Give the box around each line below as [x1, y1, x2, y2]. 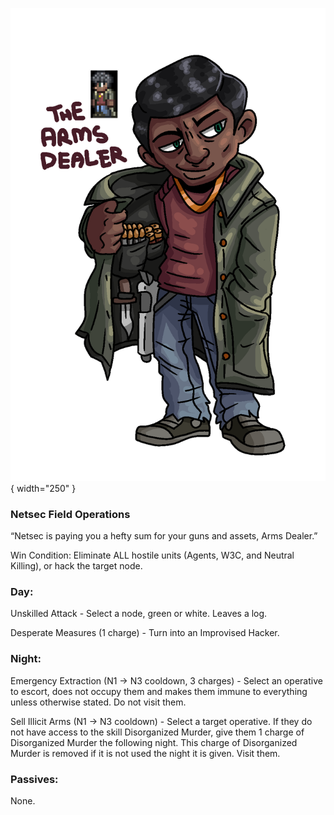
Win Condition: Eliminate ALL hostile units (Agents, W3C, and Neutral [10, 549, 295, 562]
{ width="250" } [10, 482, 77, 494]
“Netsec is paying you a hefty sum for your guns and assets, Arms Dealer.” [10, 530, 318, 542]
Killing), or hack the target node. [10, 560, 143, 572]
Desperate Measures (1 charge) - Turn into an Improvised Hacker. [10, 627, 280, 639]
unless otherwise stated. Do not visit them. [10, 696, 187, 708]
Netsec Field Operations [10, 507, 131, 521]
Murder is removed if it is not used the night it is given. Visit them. [10, 747, 281, 759]
